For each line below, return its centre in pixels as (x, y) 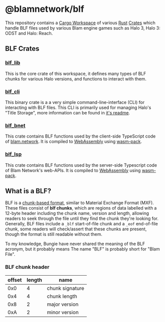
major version (63, 304)
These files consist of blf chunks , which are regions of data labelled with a (81, 208)
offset (15, 280)
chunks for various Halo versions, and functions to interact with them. (76, 79)
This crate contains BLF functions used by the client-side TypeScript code (81, 136)
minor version (63, 312)
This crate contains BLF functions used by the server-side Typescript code (81, 165)
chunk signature (66, 288)
